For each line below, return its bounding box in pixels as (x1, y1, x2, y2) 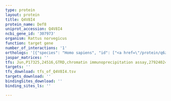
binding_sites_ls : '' (5, 83, 51, 88)
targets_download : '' (5, 74, 51, 79)
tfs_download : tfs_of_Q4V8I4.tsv (5, 69, 76, 74)
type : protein (5, 7, 36, 13)
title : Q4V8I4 (5, 17, 36, 22)
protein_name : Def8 (5, 21, 47, 27)
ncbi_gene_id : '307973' (5, 31, 56, 36)
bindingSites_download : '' (5, 79, 63, 84)
